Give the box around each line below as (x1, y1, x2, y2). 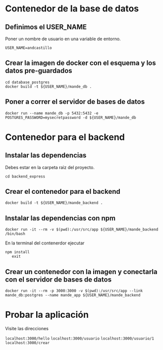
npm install (5, 250, 30, 255)
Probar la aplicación (5, 309, 89, 320)
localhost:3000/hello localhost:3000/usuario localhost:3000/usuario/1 (5, 336, 155, 341)
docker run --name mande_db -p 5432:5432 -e (5, 111, 99, 116)
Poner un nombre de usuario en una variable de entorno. (5, 36, 121, 42)
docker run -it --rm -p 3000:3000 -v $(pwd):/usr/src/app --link (5, 289, 143, 293)
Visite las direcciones (5, 326, 49, 331)
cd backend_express (5, 174, 46, 179)
